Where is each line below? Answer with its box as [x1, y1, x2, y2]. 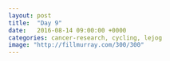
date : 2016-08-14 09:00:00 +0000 [8, 26, 127, 34]
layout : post [8, 11, 52, 20]
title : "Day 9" [8, 19, 62, 27]
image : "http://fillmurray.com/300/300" [8, 41, 145, 49]
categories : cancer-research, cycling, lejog [8, 33, 162, 42]
